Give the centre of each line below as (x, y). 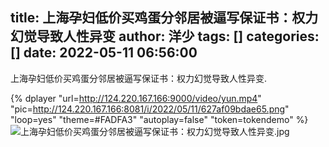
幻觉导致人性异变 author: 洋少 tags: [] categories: (165, 36)
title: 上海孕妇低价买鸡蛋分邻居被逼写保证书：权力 (164, 18)
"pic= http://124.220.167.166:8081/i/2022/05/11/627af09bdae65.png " (150, 109)
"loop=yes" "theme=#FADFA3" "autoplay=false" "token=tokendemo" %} (159, 119)
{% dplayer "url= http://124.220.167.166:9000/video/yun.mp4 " (136, 98)
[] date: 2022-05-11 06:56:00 (104, 53)
